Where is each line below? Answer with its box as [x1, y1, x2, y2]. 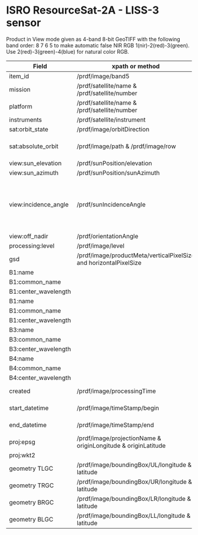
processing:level [9, 241, 55, 250]
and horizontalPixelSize [76, 258, 142, 267]
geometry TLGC [9, 464, 54, 472]
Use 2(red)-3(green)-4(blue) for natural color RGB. [6, 48, 130, 55]
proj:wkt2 [9, 451, 35, 459]
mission [9, 85, 31, 93]
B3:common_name [9, 335, 61, 343]
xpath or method [111, 62, 160, 70]
